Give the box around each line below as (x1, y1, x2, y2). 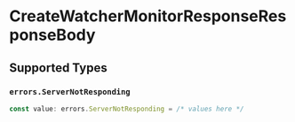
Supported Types (9, 60, 108, 75)
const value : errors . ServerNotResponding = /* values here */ (9, 104, 244, 113)
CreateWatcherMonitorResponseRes (9, 6, 287, 27)
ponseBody (9, 25, 96, 45)
